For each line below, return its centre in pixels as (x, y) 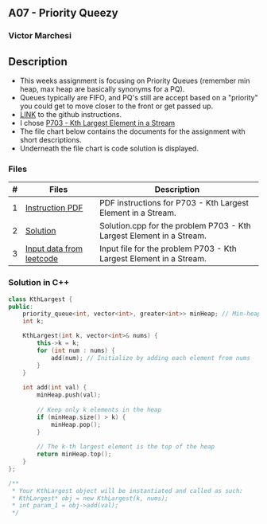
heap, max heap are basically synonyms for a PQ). (102, 89)
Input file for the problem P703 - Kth (168, 248)
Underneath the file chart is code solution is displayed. (109, 149)
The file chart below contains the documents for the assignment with (133, 131)
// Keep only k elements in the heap (99, 409)
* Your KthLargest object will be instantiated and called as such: (128, 491)
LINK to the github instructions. (70, 115)
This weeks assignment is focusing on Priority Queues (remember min (135, 81)
